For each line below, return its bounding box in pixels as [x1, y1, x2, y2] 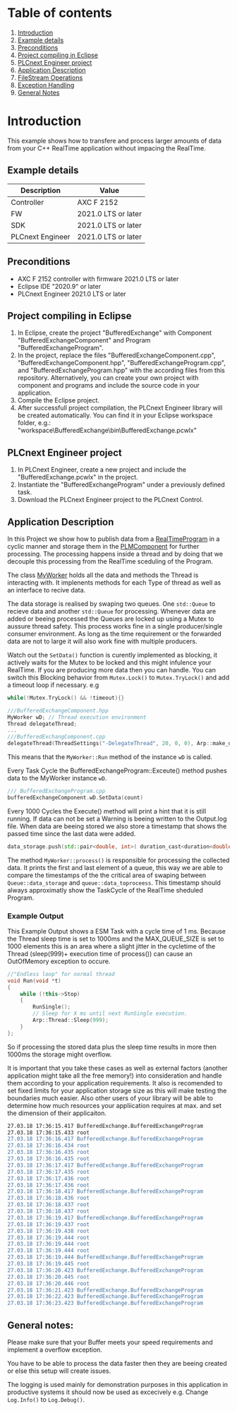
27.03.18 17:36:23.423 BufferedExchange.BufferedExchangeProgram [7, 1299, 203, 1307]
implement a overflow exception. [7, 1345, 102, 1354]
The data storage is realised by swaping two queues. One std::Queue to [7, 599, 216, 608]
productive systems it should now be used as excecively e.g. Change [7, 1388, 209, 1396]
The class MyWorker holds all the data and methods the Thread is [7, 571, 199, 579]
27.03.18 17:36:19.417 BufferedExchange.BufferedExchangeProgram [7, 1214, 203, 1221]
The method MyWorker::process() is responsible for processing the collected [7, 856, 230, 864]
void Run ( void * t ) [7, 977, 61, 984]
